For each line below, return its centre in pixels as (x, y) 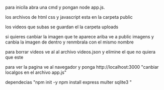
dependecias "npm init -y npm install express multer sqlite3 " (69, 82)
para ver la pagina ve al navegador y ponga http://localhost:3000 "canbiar (82, 67)
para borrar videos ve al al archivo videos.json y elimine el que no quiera (80, 52)
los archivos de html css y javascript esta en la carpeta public (69, 17)
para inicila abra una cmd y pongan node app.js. (55, 7)
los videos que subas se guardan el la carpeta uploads (62, 27)
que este (14, 57)
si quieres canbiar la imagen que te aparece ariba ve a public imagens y (80, 37)
